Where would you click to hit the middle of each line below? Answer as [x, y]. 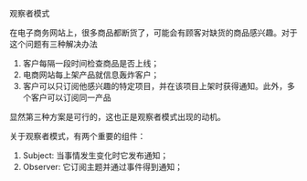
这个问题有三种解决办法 [53, 44]
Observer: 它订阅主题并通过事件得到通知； [103, 167]
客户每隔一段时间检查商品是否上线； [91, 63]
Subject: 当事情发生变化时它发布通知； [95, 156]
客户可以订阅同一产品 [71, 97]
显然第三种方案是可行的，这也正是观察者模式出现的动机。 [117, 117]
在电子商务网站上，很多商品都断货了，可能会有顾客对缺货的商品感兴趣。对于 [153, 33]
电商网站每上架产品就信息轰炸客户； [91, 75]
